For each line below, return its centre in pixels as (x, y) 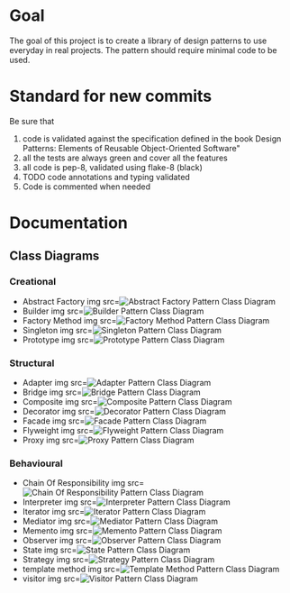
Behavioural (36, 463)
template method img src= (72, 570)
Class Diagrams (54, 256)
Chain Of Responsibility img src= (83, 483)
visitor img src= (51, 579)
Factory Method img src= (69, 320)
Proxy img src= (50, 440)
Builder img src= (53, 311)
